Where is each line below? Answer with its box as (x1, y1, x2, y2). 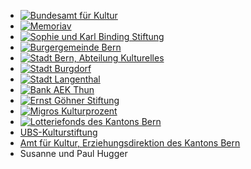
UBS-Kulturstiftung (19, 126, 98, 138)
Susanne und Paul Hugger (19, 148, 128, 159)
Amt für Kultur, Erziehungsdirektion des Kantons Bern (19, 137, 241, 149)
